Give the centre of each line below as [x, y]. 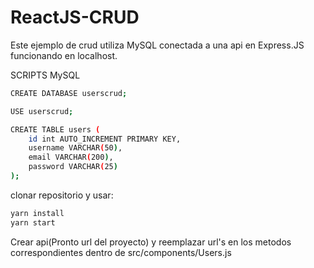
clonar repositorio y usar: [62, 195]
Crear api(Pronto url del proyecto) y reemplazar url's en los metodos [151, 242]
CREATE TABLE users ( [55, 129]
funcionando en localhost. [64, 55]
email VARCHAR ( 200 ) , [71, 157]
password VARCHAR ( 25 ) [73, 167]
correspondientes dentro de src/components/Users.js [121, 252]
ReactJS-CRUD [75, 17]
